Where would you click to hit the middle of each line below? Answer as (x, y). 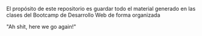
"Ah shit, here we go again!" (41, 27)
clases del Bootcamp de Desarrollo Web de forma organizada (83, 15)
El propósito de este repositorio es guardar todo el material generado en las (101, 9)
